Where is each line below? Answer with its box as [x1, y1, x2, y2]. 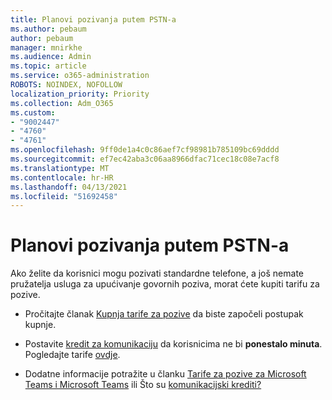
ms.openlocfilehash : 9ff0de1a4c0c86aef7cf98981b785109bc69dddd [10, 145, 280, 155]
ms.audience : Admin [10, 52, 92, 62]
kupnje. [24, 319, 57, 331]
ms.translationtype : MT [10, 163, 110, 173]
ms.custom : [10, 107, 56, 118]
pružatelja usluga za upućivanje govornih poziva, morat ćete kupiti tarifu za [10, 278, 320, 290]
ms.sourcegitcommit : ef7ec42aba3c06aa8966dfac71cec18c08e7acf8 [10, 154, 280, 164]
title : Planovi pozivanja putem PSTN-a [10, 14, 177, 25]
